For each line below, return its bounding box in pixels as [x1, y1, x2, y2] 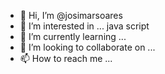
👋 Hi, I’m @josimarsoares [19, 10, 123, 21]
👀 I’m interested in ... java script [19, 20, 150, 32]
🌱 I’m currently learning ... [19, 31, 127, 42]
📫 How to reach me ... [19, 53, 113, 64]
